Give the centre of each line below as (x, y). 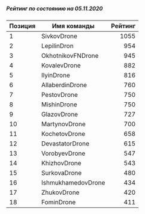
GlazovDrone (60, 114)
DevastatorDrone (65, 143)
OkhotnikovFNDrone (70, 55)
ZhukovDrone (60, 192)
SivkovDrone (59, 36)
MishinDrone (59, 104)
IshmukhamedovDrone (73, 182)
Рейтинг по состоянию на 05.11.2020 (55, 8)
